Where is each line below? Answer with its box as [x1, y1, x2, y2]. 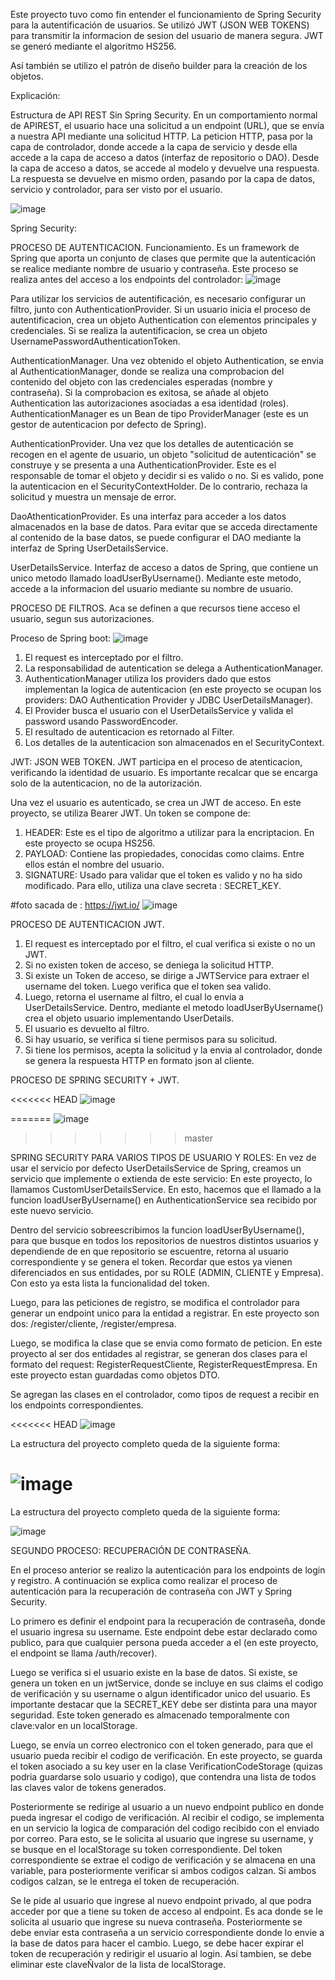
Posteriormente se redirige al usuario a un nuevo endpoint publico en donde [10, 1800, 325, 1813]
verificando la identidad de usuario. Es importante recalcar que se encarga [10, 767, 318, 778]
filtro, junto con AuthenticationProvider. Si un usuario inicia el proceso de [10, 304, 311, 315]
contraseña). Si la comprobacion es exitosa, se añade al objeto [10, 387, 269, 398]
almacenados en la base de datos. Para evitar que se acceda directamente [10, 521, 318, 533]
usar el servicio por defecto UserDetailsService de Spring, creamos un [10, 1162, 302, 1174]
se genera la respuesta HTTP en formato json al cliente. [24, 1055, 255, 1066]
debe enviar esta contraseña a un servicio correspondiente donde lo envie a [10, 1926, 325, 1938]
